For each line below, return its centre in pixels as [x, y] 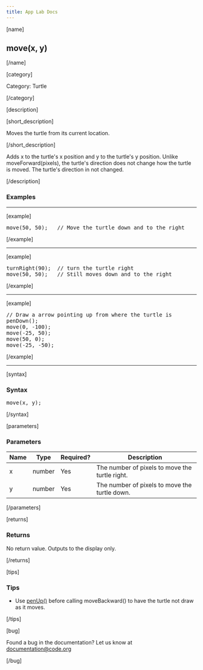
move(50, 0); [26, 339]
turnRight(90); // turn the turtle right [70, 268]
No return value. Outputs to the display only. [61, 548]
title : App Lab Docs [32, 12]
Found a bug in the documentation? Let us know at [69, 642]
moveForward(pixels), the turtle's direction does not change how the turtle [99, 163]
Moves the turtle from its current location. [58, 133]
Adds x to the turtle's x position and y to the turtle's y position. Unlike [92, 157]
